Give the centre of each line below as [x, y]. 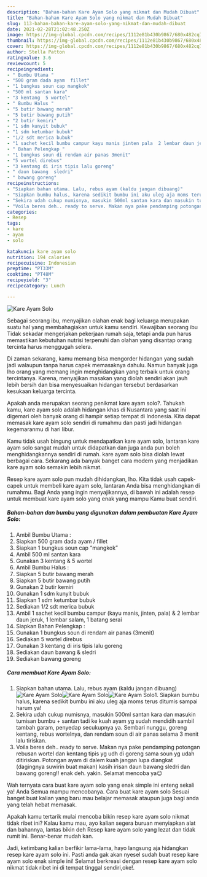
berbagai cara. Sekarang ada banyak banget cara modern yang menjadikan [103, 461]
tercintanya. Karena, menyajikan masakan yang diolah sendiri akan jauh [97, 378]
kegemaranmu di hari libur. [41, 429]
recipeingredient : [30, 69]
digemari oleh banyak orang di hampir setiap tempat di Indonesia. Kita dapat [103, 416]
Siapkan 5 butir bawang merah [55, 574]
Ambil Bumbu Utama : [43, 534]
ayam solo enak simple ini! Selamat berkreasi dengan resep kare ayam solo [102, 861]
